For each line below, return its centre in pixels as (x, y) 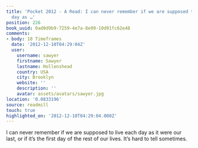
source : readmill (27, 105)
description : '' (37, 88)
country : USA (33, 72)
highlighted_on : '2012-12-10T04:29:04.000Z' (62, 116)
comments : (18, 34)
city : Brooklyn (35, 77)
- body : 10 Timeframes (34, 39)
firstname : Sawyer (39, 61)
